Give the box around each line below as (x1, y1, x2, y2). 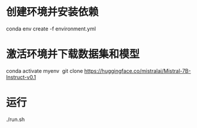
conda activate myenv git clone (6, 67, 83, 74)
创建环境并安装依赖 (6, 5, 99, 19)
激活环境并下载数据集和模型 (6, 48, 140, 61)
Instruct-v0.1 (6, 73, 36, 80)
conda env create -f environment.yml (6, 25, 96, 32)
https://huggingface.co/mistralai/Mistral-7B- (84, 67, 191, 74)
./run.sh (6, 116, 25, 123)
